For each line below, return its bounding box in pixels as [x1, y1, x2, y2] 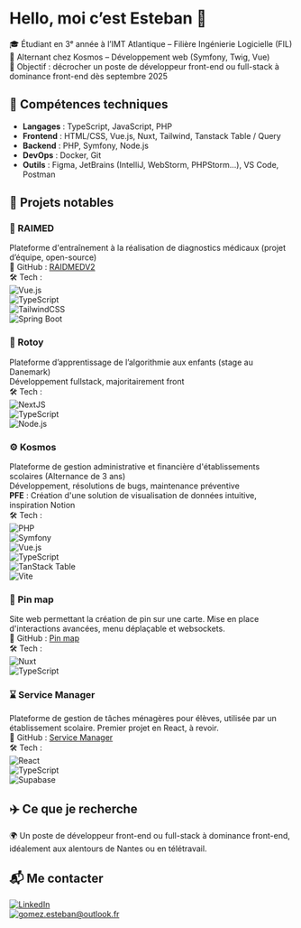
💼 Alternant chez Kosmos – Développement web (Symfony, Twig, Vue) [9, 51, 270, 62]
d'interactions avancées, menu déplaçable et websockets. [9, 623, 225, 635]
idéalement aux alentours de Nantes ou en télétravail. [9, 843, 207, 854]
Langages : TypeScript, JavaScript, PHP [22, 121, 173, 132]
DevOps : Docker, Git [22, 149, 102, 161]
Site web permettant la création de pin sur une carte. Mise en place [9, 614, 260, 625]
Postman [22, 169, 56, 180]
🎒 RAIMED [9, 222, 55, 235]
